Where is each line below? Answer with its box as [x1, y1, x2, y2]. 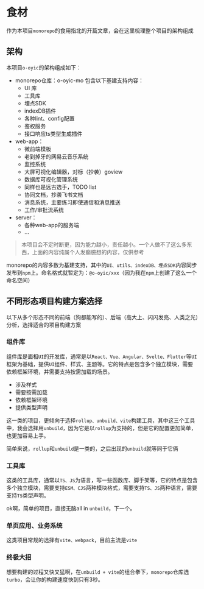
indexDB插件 [24, 107, 57, 115]
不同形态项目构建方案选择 [6, 296, 102, 306]
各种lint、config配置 [24, 115, 75, 122]
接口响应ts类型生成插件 [24, 130, 83, 137]
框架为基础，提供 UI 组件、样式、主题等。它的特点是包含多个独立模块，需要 [6, 360, 194, 367]
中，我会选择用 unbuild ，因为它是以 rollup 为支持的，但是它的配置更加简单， [6, 424, 197, 431]
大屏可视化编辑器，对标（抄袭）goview [24, 168, 123, 175]
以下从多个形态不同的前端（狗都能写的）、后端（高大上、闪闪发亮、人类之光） [6, 313, 199, 320]
